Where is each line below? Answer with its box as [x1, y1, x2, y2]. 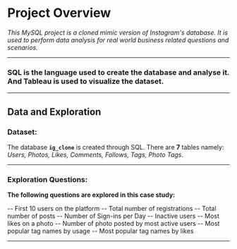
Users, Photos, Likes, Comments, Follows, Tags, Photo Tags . [7, 150, 183, 159]
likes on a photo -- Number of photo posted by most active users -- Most [7, 219, 220, 228]
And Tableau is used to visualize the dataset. [7, 76, 164, 86]
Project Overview [7, 5, 111, 21]
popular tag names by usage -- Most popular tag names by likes [7, 227, 194, 236]
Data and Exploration [7, 106, 102, 118]
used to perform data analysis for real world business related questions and [7, 35, 229, 44]
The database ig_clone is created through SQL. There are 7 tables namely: [7, 142, 224, 151]
